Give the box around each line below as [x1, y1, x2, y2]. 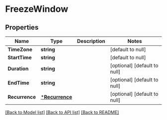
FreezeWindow [5, 3, 69, 15]
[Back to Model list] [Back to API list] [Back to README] [5, 110, 119, 115]
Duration [7, 65, 29, 72]
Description [77, 38, 105, 44]
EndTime [7, 80, 29, 86]
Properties [5, 23, 39, 32]
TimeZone [7, 46, 33, 53]
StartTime [7, 54, 32, 61]
